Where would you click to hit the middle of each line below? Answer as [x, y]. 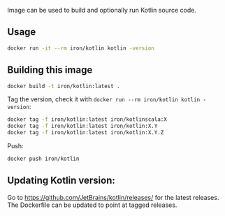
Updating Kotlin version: [61, 181]
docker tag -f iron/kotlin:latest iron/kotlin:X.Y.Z [86, 133]
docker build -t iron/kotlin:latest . [64, 86]
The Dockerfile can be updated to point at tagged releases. [92, 205]
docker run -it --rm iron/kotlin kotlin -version [81, 48]
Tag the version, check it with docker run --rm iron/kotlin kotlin [104, 99]
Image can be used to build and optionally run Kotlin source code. [102, 10]
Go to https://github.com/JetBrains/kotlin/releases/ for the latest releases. [113, 197]
